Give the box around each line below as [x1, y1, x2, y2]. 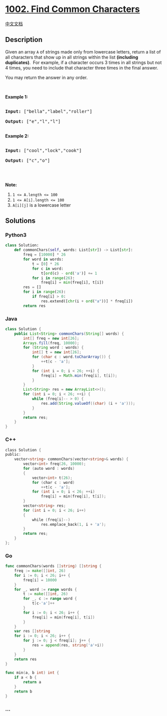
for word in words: [23, 257, 64, 262]
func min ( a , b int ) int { [5, 670, 59, 675]
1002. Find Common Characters [5, 4, 140, 15]
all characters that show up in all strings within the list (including [5, 54, 138, 60]
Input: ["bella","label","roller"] [5, 109, 92, 114]
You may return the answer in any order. [5, 74, 88, 81]
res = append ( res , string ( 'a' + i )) [31, 643, 104, 648]
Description [5, 36, 42, 44]
